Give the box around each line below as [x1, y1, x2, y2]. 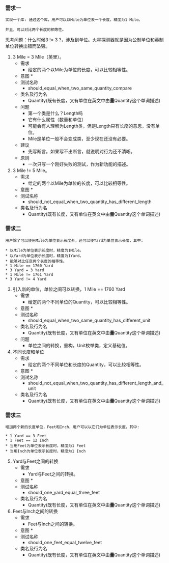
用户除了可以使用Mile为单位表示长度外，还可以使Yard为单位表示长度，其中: [5, 238, 144, 243]
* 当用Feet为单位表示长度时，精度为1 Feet [5, 443, 86, 448]
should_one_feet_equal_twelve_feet [27, 539, 102, 545]
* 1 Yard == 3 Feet [5, 433, 47, 438]
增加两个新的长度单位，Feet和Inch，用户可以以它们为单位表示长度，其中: [5, 424, 140, 430]
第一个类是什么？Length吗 [27, 110, 83, 117]
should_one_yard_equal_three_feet [27, 489, 100, 495]
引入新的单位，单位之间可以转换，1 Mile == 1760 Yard [12, 286, 126, 292]
